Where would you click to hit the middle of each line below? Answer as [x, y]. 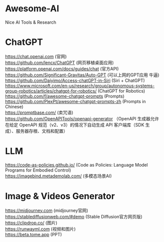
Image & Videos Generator [60, 196]
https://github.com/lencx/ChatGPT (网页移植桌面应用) [60, 63]
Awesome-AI [32, 9]
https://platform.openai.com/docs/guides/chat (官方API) [62, 69]
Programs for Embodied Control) [38, 170]
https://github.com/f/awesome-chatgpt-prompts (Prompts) [65, 96]
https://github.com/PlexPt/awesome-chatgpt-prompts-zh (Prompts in [76, 101]
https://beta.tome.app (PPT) [34, 234]
